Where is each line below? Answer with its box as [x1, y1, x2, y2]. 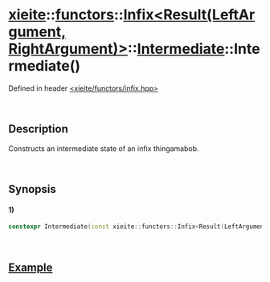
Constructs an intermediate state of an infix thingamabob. [8, 143, 199, 153]
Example [8, 260, 53, 274]
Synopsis [8, 182, 56, 196]
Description [8, 122, 68, 136]
